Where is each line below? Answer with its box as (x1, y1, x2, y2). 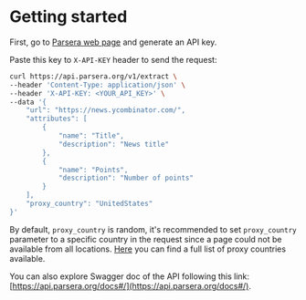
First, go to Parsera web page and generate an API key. (9, 36, 217, 47)
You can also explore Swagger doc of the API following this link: (9, 271, 249, 282)
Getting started (9, 6, 128, 27)
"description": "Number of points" (58, 173, 195, 183)
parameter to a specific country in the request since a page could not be (9, 233, 282, 244)
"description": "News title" (58, 140, 170, 149)
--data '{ (9, 98, 47, 107)
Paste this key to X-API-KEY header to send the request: (9, 54, 217, 65)
